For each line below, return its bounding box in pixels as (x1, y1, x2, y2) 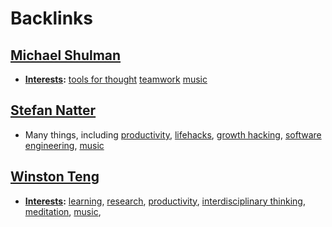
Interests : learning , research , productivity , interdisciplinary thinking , (24, 195, 306, 207)
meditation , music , (24, 205, 102, 217)
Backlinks (10, 7, 94, 30)
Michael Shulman (10, 47, 122, 64)
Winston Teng (10, 168, 100, 186)
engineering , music (24, 139, 105, 151)
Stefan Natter (10, 102, 97, 119)
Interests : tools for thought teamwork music (24, 73, 208, 85)
